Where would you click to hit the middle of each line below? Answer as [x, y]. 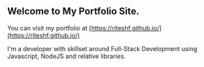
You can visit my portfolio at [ [50, 28]
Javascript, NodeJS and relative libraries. [66, 56]
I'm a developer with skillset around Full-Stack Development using [102, 48]
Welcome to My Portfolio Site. [73, 11]
